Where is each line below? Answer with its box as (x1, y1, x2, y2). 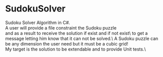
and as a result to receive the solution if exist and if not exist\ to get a (5, 30, 148, 36)
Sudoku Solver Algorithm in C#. (5, 19, 70, 25)
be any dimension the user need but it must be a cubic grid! (5, 40, 128, 46)
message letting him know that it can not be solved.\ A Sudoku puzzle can (5, 35, 158, 41)
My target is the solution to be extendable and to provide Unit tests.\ (5, 46, 146, 52)
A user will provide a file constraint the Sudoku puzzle (5, 24, 117, 30)
